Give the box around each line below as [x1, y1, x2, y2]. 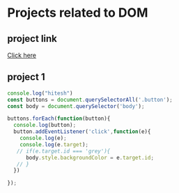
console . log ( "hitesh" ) [7, 89, 73, 97]
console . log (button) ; [13, 122, 77, 129]
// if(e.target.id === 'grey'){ [16, 148, 111, 155]
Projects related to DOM [7, 5, 148, 21]
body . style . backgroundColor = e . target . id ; [25, 154, 155, 161]
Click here [7, 51, 37, 59]
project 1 [7, 71, 45, 83]
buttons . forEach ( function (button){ [7, 115, 111, 123]
